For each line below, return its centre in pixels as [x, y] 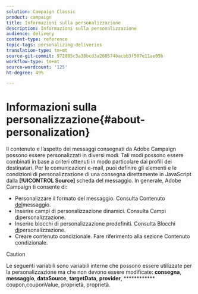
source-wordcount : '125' [37, 67]
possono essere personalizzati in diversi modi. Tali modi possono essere [95, 155]
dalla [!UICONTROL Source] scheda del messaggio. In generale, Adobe [94, 181]
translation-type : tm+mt [37, 51]
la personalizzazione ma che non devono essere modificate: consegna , [94, 272]
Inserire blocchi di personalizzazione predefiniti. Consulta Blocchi [95, 224]
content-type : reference [37, 39]
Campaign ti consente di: [37, 187]
